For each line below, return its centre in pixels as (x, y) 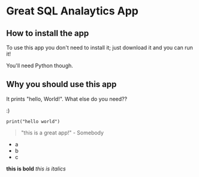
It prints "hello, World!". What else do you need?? (67, 99)
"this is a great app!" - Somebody (62, 133)
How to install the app (48, 33)
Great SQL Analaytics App (73, 11)
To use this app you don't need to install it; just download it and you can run (100, 47)
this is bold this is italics (36, 169)
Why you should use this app (61, 84)
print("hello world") (33, 121)
